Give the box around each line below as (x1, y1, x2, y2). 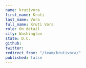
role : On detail (5, 27, 40, 32)
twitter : (5, 46, 24, 51)
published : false (5, 55, 42, 60)
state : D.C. (5, 36, 31, 41)
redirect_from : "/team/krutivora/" (5, 50, 81, 55)
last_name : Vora (5, 17, 40, 22)
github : (5, 41, 22, 46)
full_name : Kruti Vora (5, 21, 54, 27)
